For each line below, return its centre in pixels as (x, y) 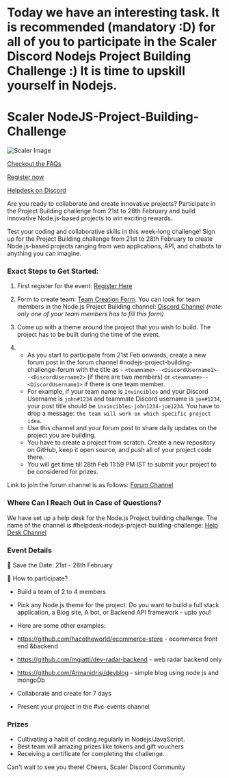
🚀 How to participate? (38, 578)
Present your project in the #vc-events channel (83, 707)
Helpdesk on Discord (37, 191)
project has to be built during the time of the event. (89, 335)
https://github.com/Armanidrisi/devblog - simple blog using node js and (118, 673)
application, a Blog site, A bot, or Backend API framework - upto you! (114, 613)
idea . (35, 421)
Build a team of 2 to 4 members (61, 592)
